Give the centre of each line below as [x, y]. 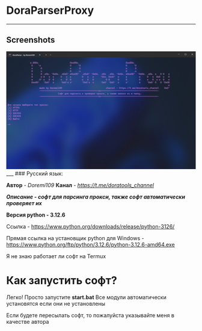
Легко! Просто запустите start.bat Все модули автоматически [86, 297]
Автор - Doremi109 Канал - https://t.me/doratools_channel [80, 185]
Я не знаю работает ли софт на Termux [56, 256]
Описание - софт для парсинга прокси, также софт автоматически [96, 197]
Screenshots [31, 40]
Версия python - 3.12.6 [36, 215]
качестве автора [28, 321]
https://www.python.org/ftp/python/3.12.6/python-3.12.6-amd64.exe [91, 244]
